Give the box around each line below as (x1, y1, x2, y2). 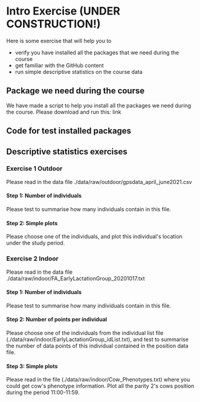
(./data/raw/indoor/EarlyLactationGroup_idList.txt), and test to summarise (6, 335, 189, 343)
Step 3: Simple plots (6, 362, 58, 370)
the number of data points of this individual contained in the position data (6, 342, 189, 349)
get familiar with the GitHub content (15, 62, 104, 69)
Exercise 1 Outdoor (6, 165, 63, 173)
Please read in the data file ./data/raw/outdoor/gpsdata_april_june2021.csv (6, 178, 192, 185)
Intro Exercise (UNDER (6, 4, 121, 18)
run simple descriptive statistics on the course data (15, 68, 143, 75)
